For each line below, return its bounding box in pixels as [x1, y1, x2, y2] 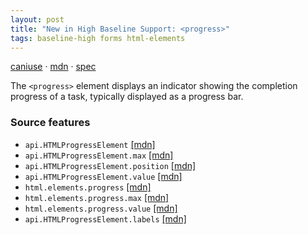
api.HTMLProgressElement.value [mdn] [24, 170, 183, 182]
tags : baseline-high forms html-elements [10, 33, 186, 43]
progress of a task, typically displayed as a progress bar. [10, 91, 244, 103]
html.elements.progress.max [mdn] [24, 191, 170, 203]
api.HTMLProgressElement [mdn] [24, 138, 156, 150]
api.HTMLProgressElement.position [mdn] [24, 159, 197, 171]
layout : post [10, 14, 65, 25]
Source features [10, 116, 91, 130]
